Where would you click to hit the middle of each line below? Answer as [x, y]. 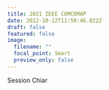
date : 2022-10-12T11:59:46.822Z [54, 21]
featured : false [31, 34]
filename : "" [33, 47]
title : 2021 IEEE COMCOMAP [47, 14]
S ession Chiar [27, 80]
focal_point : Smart [42, 54]
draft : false [26, 27]
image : [17, 40]
